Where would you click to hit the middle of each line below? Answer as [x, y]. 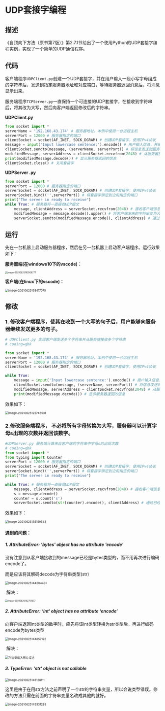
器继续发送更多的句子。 [33, 329]
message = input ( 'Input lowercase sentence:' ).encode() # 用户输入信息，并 [82, 145]
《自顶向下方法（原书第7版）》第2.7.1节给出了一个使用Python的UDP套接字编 [81, 43]
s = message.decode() [36, 494]
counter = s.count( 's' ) [38, 498]
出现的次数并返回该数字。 [43, 433]
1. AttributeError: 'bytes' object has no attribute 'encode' [64, 544]
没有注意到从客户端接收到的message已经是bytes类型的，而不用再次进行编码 [82, 557]
